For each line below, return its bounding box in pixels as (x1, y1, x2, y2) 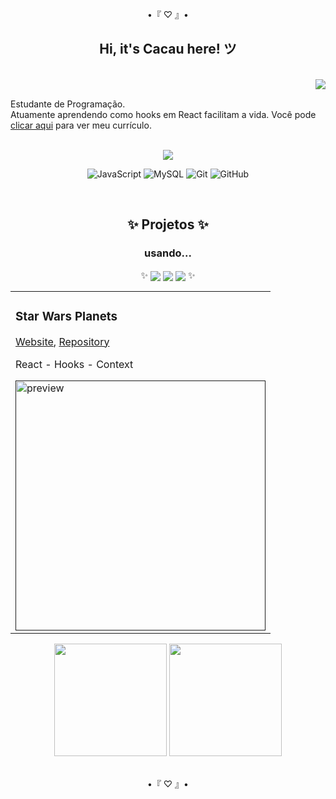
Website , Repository (15, 334, 110, 348)
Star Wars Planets (15, 308, 118, 324)
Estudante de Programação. (10, 98, 126, 110)
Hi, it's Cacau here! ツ (99, 41, 237, 58)
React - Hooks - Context (15, 357, 134, 371)
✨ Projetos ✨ (127, 216, 209, 233)
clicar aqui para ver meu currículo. (10, 119, 152, 131)
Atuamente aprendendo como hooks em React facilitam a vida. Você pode (10, 108, 317, 120)
